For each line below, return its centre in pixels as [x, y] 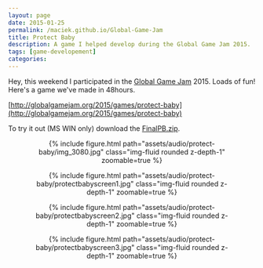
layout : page [29, 15]
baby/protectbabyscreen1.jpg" [85, 183]
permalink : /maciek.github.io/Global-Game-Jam [86, 30]
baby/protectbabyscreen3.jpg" [85, 247]
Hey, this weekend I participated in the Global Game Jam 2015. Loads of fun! [132, 81]
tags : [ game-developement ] [52, 52]
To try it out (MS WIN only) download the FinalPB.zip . [94, 128]
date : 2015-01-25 [37, 23]
